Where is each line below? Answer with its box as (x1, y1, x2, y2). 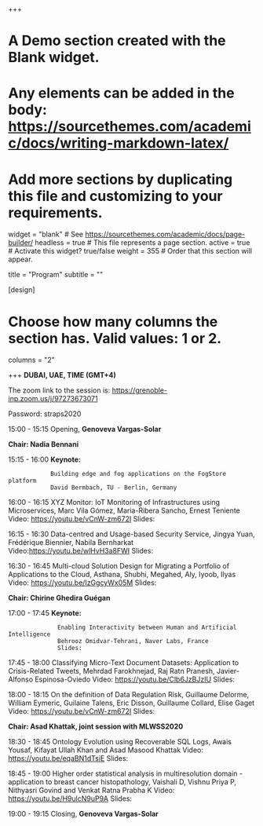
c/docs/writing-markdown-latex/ (8, 134, 229, 152)
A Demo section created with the (8, 32, 226, 49)
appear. (8, 254, 33, 264)
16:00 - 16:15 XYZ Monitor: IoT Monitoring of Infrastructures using (8, 498, 221, 507)
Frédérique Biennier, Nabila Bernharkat (8, 538, 134, 547)
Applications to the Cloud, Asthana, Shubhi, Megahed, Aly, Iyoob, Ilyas (8, 570, 236, 579)
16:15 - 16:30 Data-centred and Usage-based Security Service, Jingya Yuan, (8, 529, 255, 539)
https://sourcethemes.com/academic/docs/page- (85, 229, 246, 239)
